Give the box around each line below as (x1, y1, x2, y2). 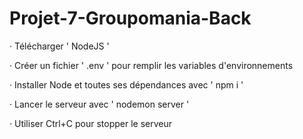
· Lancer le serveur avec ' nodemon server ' (9, 98, 190, 110)
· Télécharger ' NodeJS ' (9, 40, 110, 52)
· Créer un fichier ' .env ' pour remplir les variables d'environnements (9, 59, 294, 71)
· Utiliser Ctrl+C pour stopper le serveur (9, 117, 173, 129)
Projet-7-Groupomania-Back (9, 7, 252, 30)
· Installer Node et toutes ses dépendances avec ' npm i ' (9, 78, 244, 91)
